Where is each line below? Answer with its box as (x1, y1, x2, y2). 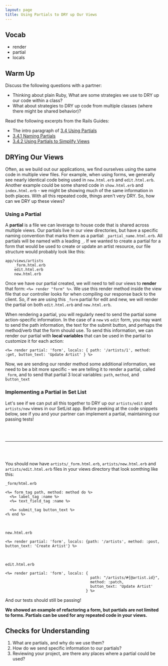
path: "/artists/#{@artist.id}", (90, 575, 160, 580)
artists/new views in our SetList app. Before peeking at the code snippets (5, 405, 158, 412)
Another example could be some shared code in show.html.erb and (5, 182, 143, 188)
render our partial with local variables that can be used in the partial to (5, 333, 151, 339)
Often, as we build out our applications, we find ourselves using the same (5, 166, 156, 172)
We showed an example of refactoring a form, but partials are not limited (5, 607, 159, 613)
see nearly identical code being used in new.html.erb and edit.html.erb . (5, 177, 155, 183)
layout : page (5, 7, 32, 13)
